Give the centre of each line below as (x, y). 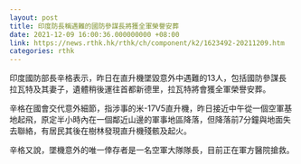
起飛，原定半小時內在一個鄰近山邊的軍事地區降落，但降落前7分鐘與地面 (150, 120)
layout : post (34, 18)
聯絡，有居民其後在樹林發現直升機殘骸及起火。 (104, 131)
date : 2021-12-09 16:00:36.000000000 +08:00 (94, 34)
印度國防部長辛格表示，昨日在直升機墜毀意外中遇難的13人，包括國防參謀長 (148, 78)
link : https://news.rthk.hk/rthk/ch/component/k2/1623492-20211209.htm (147, 43)
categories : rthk (42, 51)
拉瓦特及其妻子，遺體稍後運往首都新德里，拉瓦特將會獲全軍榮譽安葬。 (140, 89)
